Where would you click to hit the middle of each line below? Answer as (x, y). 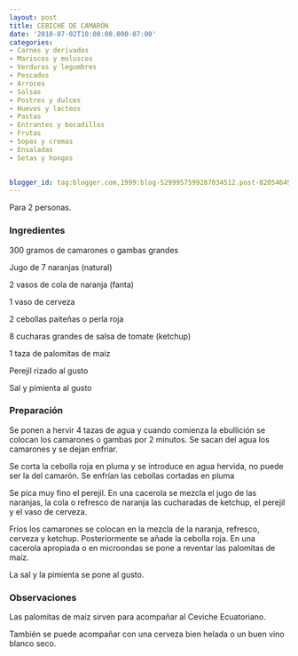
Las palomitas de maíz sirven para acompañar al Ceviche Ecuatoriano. (137, 617)
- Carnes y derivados (49, 51)
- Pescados (29, 76)
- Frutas (25, 133)
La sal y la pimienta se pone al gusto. (77, 574)
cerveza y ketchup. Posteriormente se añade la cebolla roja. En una (132, 538)
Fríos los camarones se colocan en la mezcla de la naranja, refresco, (134, 529)
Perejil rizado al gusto (49, 371)
